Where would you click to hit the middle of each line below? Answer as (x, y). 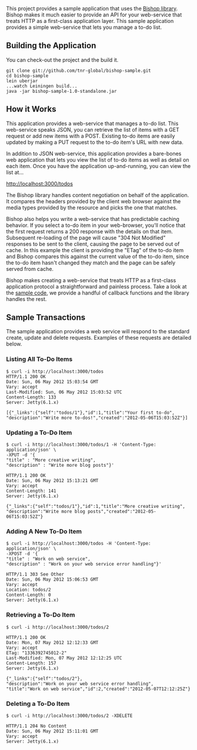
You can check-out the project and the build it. (62, 60)
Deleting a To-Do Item (38, 704)
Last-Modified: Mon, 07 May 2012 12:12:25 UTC (64, 658)
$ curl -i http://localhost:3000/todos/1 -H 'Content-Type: (81, 445)
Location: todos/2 (29, 590)
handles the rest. (26, 299)
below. (14, 344)
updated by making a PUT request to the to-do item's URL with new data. (95, 142)
